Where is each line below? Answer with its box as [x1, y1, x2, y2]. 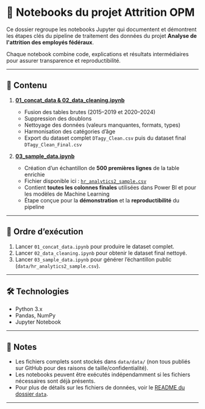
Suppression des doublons [24, 115, 92, 122]
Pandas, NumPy [15, 312, 56, 319]
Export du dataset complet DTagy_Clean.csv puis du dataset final [24, 134, 186, 141]
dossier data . [15, 390, 48, 398]
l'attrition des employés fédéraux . [6, 38, 95, 46]
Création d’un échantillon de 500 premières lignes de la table [24, 164, 180, 171]
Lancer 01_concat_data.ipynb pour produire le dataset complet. [15, 243, 175, 250]
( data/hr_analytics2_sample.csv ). [15, 262, 101, 269]
